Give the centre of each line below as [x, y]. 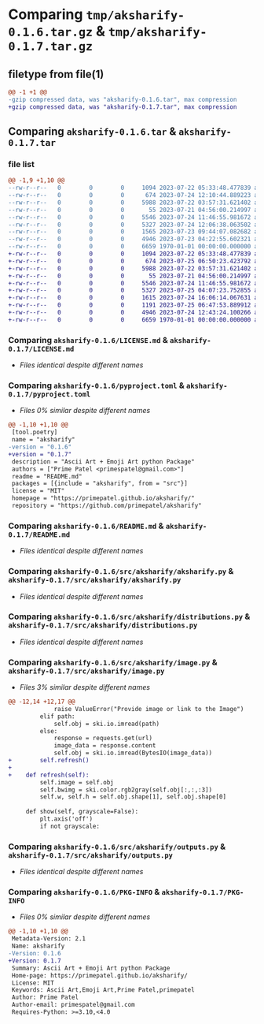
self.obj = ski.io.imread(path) [106, 724]
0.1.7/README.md [39, 534]
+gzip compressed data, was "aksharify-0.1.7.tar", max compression [123, 107]
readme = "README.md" [47, 476]
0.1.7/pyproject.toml [49, 395]
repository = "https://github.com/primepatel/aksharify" [106, 506]
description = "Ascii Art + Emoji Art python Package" [103, 462]
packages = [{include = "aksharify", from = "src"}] [100, 484]
